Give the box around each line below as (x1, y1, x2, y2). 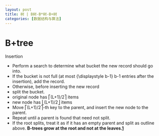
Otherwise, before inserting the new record (12, 84, 99, 90)
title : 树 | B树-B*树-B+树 (5, 12, 57, 17)
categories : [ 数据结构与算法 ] (5, 16, 62, 21)
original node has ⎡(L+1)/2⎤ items (12, 94, 79, 100)
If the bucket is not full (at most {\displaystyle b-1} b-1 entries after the (12, 73, 154, 79)
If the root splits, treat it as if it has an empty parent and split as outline (12, 120, 155, 126)
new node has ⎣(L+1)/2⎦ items (12, 99, 72, 105)
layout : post (5, 7, 32, 12)
